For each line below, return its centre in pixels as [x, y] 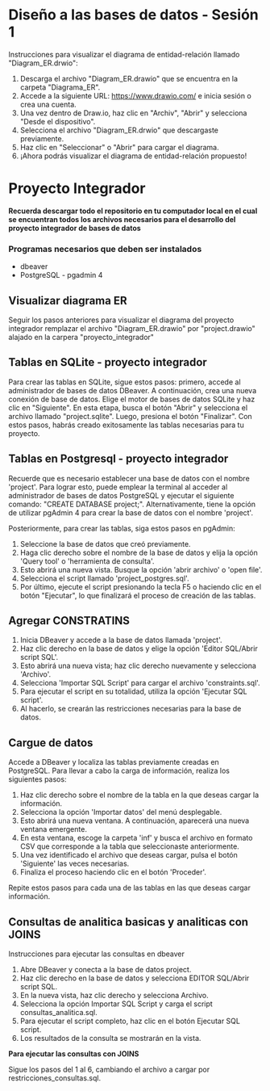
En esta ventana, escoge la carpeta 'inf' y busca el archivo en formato [136, 838]
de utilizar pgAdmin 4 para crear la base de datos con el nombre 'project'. [131, 512]
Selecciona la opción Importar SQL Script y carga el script [116, 1004]
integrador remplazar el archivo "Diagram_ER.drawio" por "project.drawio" [132, 328]
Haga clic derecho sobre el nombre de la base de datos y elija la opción [139, 552]
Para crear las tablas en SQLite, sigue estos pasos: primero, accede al [125, 382]
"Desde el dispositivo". [58, 121]
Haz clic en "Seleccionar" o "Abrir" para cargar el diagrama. [119, 147]
